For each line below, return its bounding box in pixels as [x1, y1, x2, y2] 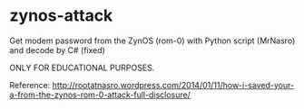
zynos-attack [9, 5, 113, 26]
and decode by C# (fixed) [9, 44, 106, 55]
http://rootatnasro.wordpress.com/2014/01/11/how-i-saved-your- [52, 79, 295, 90]
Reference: [9, 79, 51, 90]
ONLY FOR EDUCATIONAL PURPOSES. [9, 62, 155, 73]
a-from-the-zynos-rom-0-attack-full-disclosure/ [9, 89, 191, 100]
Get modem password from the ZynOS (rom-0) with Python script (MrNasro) [9, 35, 296, 46]
